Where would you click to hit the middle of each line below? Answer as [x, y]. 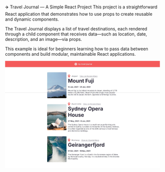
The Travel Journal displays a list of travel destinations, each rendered [76, 29]
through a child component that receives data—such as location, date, [76, 34]
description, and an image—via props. [44, 39]
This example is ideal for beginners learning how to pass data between [77, 49]
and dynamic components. [32, 19]
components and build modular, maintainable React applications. [70, 54]
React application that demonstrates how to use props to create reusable [79, 14]
